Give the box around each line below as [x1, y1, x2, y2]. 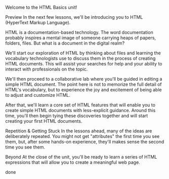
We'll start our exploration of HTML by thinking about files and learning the [5, 50, 161, 56]
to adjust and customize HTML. [5, 92, 71, 98]
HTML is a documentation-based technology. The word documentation [5, 29, 153, 35]
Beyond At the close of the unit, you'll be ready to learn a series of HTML [5, 154, 157, 160]
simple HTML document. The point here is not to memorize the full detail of [5, 81, 162, 87]
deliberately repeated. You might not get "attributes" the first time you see [5, 133, 160, 139]
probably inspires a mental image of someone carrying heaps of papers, [5, 35, 156, 41]
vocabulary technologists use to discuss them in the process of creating [5, 55, 156, 61]
